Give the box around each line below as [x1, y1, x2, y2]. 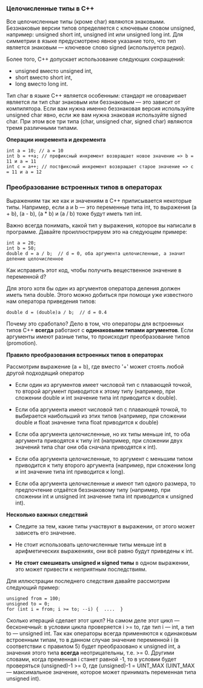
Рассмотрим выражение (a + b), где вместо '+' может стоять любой [6, 363, 184, 370]
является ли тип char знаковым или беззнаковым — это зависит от [6, 98, 181, 106]
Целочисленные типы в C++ [6, 4, 95, 13]
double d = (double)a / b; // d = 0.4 [6, 309, 107, 315]
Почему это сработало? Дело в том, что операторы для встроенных [6, 320, 184, 327]
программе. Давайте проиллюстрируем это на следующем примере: [6, 228, 188, 235]
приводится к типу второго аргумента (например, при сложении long [15, 462, 196, 469]
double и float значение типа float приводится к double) [15, 418, 159, 426]
